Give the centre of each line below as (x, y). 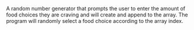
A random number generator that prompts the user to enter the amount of (96, 9)
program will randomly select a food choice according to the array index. (95, 21)
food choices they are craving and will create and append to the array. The (97, 15)
